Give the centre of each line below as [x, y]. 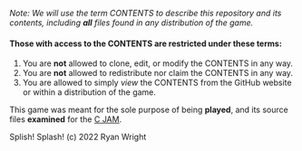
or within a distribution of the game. [89, 92]
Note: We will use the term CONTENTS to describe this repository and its [146, 13]
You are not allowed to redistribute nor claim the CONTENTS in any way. [157, 73]
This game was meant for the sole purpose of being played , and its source [149, 110]
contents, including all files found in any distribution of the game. [132, 23]
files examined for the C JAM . [66, 119]
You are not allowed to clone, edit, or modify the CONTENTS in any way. [157, 63]
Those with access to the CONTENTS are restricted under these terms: [146, 43]
